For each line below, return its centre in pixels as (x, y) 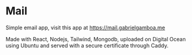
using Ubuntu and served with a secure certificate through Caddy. (87, 45)
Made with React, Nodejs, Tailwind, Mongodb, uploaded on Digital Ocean (96, 39)
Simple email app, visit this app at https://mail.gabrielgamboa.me (86, 27)
